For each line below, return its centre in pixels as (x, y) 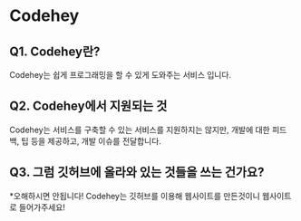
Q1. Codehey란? (55, 51)
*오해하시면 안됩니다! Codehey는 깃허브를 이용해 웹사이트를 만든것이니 (135, 196)
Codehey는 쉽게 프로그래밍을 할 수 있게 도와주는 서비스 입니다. (121, 75)
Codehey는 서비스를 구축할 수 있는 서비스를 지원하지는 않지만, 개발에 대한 (140, 130)
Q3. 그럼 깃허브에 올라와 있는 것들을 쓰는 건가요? (137, 173)
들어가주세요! (42, 207)
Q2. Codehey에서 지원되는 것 (88, 106)
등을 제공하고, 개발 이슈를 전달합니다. (96, 140)
